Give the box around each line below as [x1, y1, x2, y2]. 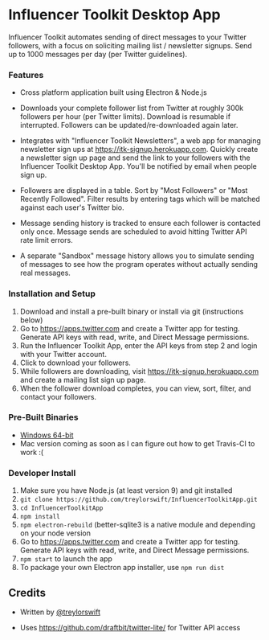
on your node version [19, 528, 91, 538]
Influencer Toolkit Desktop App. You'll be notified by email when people [19, 162, 257, 171]
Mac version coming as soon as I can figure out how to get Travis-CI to [19, 438, 255, 448]
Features [8, 69, 44, 80]
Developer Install [8, 467, 76, 478]
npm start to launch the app [19, 554, 112, 564]
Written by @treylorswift [19, 607, 100, 617]
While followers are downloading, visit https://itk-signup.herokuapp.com [19, 366, 259, 375]
